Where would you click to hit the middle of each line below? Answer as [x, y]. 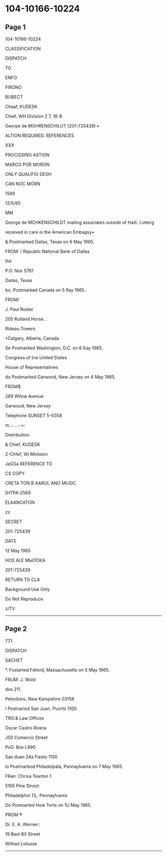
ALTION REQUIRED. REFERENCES [40, 136]
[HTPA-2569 [18, 493]
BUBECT [14, 97]
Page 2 [16, 629]
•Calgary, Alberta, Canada [32, 338]
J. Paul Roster [19, 309]
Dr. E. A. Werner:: [23, 824]
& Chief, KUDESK [23, 444]
